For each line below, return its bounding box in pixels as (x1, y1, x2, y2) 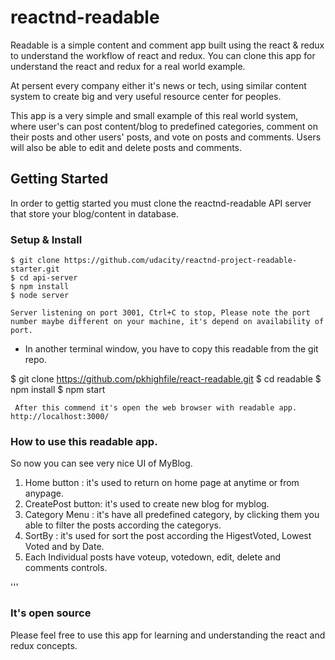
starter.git (10, 264, 60, 275)
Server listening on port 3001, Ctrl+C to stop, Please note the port (10, 308, 311, 318)
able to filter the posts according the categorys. (24, 519, 222, 531)
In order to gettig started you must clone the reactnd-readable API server (10, 197, 312, 209)
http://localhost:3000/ (10, 412, 110, 422)
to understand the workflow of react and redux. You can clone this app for (10, 49, 316, 61)
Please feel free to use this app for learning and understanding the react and (10, 629, 326, 641)
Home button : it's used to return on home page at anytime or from (24, 477, 300, 489)
